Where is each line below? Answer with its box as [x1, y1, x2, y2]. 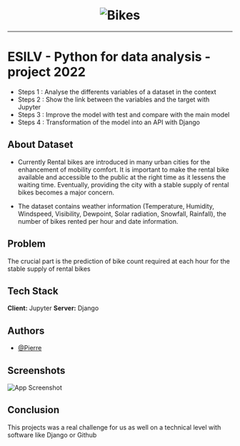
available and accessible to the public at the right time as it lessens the [17, 172, 226, 182]
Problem [7, 238, 46, 250]
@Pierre [17, 344, 42, 352]
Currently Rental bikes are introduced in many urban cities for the [17, 157, 211, 166]
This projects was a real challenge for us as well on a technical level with [7, 422, 221, 432]
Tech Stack [7, 284, 59, 297]
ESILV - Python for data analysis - [7, 49, 211, 65]
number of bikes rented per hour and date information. [17, 217, 179, 225]
